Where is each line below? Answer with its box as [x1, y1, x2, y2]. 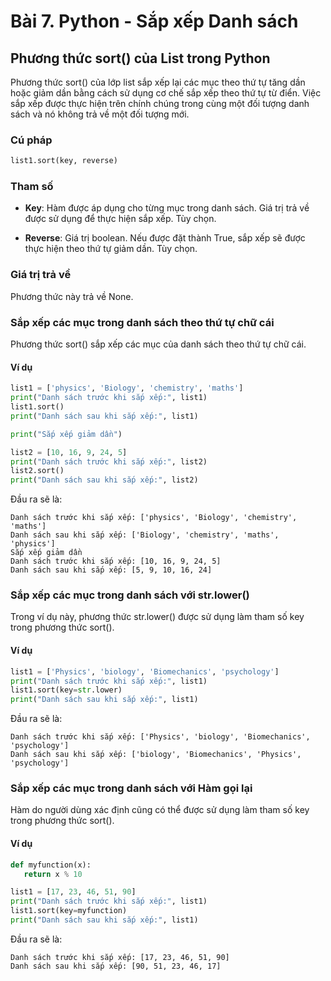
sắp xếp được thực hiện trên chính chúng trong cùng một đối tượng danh [10, 98, 310, 109]
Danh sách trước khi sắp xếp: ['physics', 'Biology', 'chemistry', [10, 513, 298, 523]
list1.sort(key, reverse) [10, 156, 118, 166]
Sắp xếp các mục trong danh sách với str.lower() [10, 588, 250, 602]
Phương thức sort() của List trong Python [10, 50, 271, 67]
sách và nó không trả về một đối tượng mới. [10, 108, 190, 120]
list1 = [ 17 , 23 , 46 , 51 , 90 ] [10, 887, 137, 897]
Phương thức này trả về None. [10, 290, 134, 302]
